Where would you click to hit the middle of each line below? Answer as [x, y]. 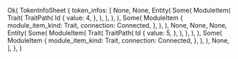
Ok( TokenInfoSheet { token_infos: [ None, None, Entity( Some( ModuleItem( [119, 10]
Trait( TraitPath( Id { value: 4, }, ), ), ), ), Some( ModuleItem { [95, 18]
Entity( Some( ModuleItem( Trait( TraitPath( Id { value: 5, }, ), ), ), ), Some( [115, 33]
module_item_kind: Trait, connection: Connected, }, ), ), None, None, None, [117, 25]
